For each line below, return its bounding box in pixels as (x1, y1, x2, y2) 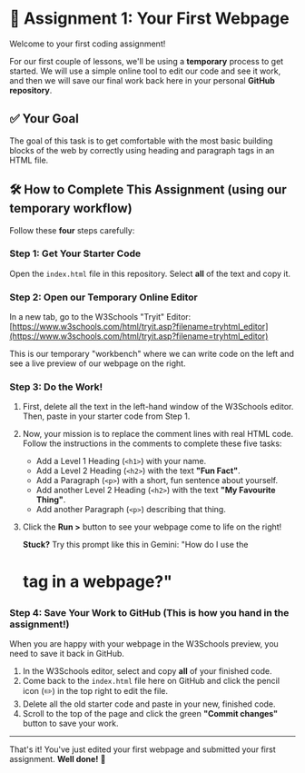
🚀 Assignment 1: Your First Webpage (9, 8, 290, 29)
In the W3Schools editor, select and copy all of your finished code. (22, 666, 272, 677)
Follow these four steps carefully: (9, 224, 135, 235)
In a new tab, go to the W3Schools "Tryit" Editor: (9, 312, 192, 322)
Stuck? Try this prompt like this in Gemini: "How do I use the (22, 540, 249, 550)
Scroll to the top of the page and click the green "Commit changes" (22, 709, 279, 719)
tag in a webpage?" (22, 571, 172, 591)
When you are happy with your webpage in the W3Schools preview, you (9, 639, 279, 649)
